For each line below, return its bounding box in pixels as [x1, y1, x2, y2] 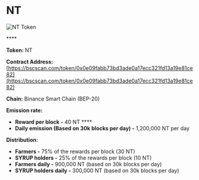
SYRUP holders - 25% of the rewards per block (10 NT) [14, 154, 152, 161]
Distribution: [6, 136, 38, 144]
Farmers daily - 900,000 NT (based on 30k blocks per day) [14, 160, 163, 167]
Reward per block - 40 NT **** [14, 118, 93, 126]
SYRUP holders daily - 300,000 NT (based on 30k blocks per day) [14, 167, 179, 174]
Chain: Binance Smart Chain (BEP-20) [6, 95, 100, 102]
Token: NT [6, 46, 33, 54]
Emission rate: [6, 106, 43, 114]
